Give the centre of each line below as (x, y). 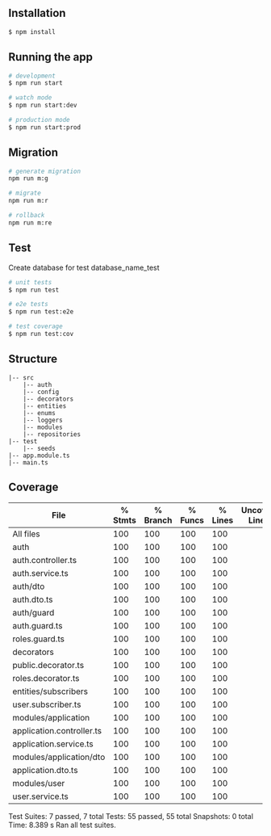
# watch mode (30, 98)
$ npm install (32, 32)
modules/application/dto (59, 757)
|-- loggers (43, 420)
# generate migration (45, 171)
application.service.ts (53, 744)
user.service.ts (40, 796)
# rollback (27, 216)
